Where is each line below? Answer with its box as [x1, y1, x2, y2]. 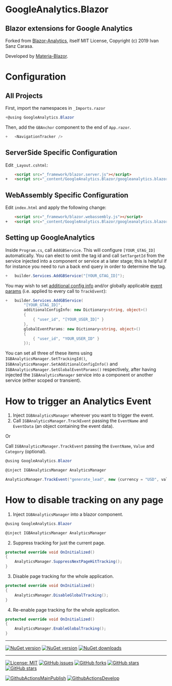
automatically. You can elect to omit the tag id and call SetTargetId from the [5, 252, 165, 259]
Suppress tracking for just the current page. [12, 540, 105, 546]
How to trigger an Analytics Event [5, 395, 152, 407]
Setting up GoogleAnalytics [5, 233, 95, 242]
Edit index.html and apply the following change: [5, 204, 106, 211]
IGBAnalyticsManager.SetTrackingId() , [5, 356, 87, 362]
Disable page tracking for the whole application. [12, 573, 114, 579]
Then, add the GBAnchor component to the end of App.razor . [5, 124, 132, 130]
